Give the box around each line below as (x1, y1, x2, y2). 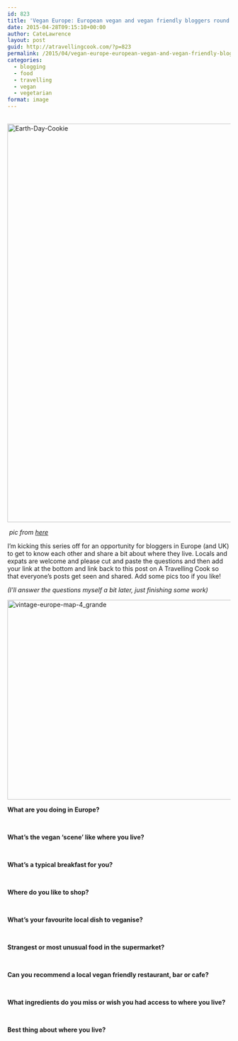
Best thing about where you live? (7, 1025, 106, 1034)
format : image (7, 97, 50, 104)
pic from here (8, 528, 49, 536)
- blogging (13, 63, 46, 70)
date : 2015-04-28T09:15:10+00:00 (7, 23, 106, 31)
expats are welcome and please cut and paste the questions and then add (7, 557, 223, 565)
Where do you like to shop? (7, 888, 89, 896)
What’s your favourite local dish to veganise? (7, 915, 143, 924)
